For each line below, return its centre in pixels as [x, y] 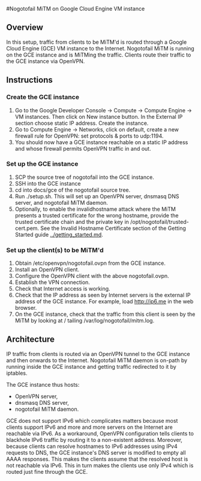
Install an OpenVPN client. [47, 270]
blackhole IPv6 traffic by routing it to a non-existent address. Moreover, [94, 440]
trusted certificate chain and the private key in [72, 222]
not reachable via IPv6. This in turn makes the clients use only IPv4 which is [100, 465]
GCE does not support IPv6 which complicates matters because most [92, 420]
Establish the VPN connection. [52, 282]
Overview [25, 27]
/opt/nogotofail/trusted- [159, 222]
